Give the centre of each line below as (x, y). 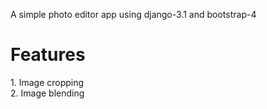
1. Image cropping (47, 82)
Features (48, 55)
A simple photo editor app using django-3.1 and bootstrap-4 (133, 14)
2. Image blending (47, 93)
